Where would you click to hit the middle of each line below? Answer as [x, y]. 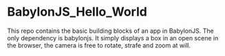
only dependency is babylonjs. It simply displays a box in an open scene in [113, 38]
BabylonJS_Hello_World [77, 12]
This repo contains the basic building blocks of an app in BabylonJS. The [111, 31]
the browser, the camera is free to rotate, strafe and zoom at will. [99, 45]
